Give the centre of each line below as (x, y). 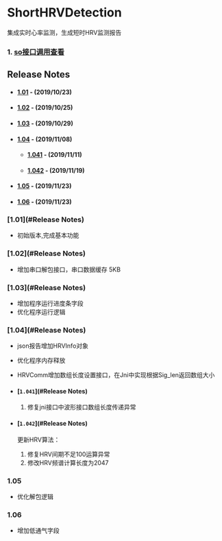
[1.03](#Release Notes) (47, 287)
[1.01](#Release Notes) (46, 219)
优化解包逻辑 (35, 496)
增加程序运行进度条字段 (50, 303)
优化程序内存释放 (41, 361)
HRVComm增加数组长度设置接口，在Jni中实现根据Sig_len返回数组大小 (116, 375)
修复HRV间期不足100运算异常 (69, 454)
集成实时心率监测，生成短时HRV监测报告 (64, 32)
